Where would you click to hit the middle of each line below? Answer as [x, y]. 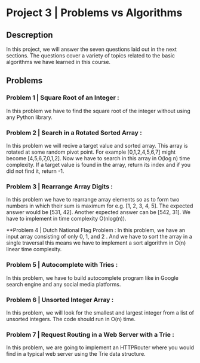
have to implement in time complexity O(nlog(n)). [66, 219]
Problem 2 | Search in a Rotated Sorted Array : [74, 133]
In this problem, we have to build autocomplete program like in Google [93, 277]
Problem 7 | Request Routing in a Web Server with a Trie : [90, 334]
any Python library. [29, 117]
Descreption [30, 35]
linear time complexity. [34, 249]
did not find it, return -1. [35, 171]
